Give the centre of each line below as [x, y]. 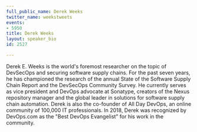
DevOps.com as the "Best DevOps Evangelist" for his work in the [85, 116]
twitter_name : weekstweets [39, 17]
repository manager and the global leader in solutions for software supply [95, 97]
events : [16, 22]
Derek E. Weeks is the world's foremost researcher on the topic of [86, 66]
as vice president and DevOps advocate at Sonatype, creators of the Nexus [98, 91]
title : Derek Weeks [30, 34]
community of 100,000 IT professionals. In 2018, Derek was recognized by [96, 110]
